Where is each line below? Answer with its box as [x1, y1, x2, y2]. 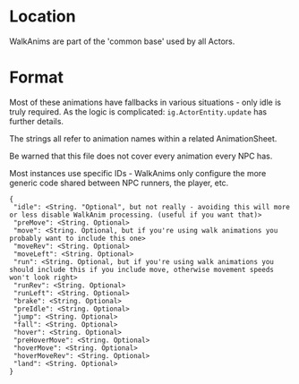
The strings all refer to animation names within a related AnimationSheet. [9, 132, 278, 144]
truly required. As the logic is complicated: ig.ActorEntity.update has [9, 106, 267, 117]
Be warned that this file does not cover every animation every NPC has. [9, 150, 273, 161]
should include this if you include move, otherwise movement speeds [9, 265, 275, 274]
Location [9, 6, 76, 27]
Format [9, 67, 64, 88]
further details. [9, 115, 64, 126]
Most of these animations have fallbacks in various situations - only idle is [9, 97, 282, 107]
